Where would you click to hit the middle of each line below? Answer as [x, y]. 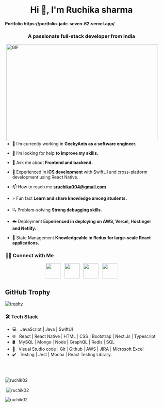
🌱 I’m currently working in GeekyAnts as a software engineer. [74, 144]
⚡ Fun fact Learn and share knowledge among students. [69, 198]
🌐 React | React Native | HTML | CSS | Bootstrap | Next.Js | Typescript [84, 336]
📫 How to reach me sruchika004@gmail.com [59, 187]
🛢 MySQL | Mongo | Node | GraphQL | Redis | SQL [63, 342]
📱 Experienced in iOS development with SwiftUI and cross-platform [80, 172]
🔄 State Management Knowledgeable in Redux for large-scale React [81, 238]
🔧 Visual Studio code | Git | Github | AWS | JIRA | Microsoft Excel [78, 349]
